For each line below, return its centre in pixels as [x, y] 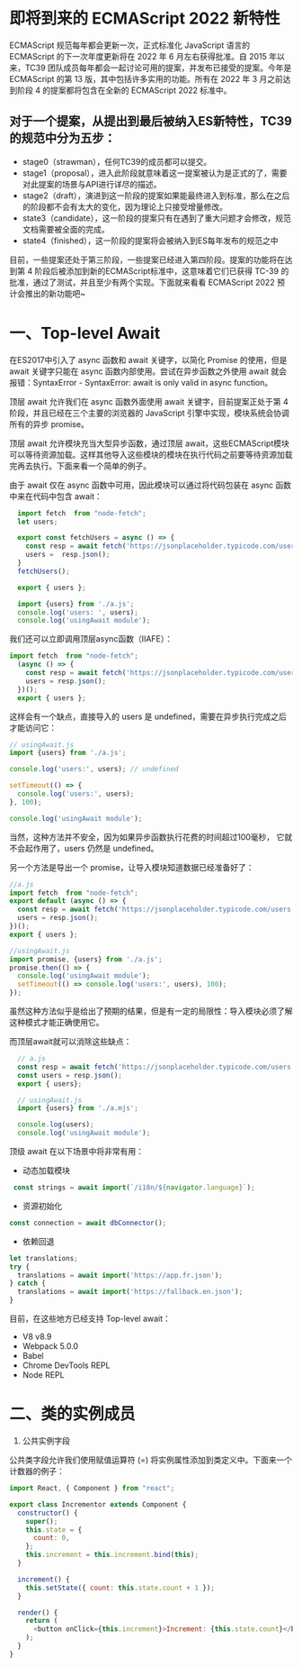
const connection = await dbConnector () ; [88, 1223]
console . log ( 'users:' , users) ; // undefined [94, 770]
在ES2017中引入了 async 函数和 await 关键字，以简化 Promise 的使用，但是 [148, 360]
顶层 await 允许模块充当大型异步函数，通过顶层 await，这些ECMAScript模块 [149, 443]
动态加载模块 [46, 1171]
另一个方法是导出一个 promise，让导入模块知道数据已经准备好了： [132, 867]
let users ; [38, 522]
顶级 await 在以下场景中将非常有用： [77, 1152]
